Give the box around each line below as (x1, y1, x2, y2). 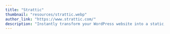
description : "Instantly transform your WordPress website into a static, (5, 21, 166, 26)
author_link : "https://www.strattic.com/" (5, 16, 96, 21)
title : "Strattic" (5, 7, 44, 12)
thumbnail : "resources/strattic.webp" (5, 12, 87, 17)
